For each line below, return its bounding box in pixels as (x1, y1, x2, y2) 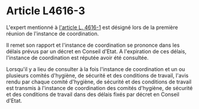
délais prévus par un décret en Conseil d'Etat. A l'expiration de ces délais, (6, 47, 187, 54)
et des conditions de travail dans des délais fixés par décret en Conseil (6, 91, 179, 98)
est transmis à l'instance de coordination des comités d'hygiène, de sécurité (6, 84, 193, 91)
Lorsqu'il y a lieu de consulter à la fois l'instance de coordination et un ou (6, 65, 185, 72)
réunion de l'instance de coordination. (6, 30, 99, 37)
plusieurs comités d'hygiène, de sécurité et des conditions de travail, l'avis (6, 72, 189, 79)
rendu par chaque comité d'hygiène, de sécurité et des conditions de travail (6, 78, 192, 85)
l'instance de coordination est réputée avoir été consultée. (6, 54, 149, 61)
